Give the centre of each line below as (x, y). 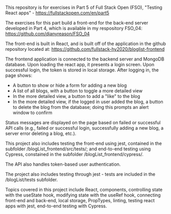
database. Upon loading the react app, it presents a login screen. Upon (80, 64)
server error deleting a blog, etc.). (41, 133)
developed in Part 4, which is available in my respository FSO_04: (74, 28)
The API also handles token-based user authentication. (63, 164)
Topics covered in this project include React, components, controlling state (84, 190)
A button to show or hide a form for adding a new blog (70, 85)
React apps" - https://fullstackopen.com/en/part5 (57, 13)
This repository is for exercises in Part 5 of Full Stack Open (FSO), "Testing (84, 7)
